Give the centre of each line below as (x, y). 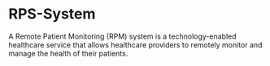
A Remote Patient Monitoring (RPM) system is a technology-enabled (123, 36)
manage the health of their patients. (68, 53)
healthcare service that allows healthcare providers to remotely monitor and (135, 44)
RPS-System (52, 14)
